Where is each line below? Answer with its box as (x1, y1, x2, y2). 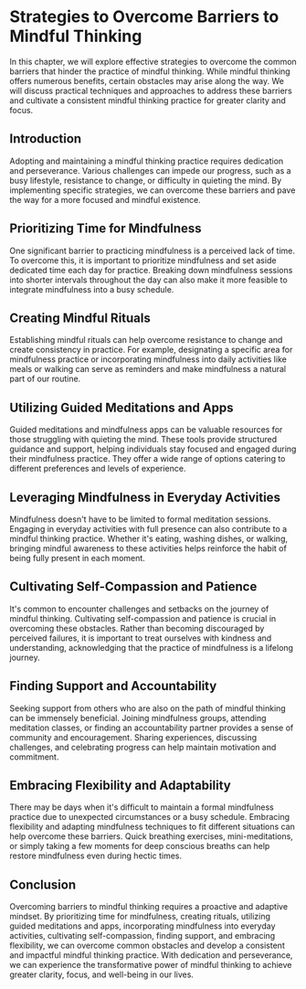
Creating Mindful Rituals (9, 310, 151, 325)
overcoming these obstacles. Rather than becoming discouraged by (9, 622, 265, 633)
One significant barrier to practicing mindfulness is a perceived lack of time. (9, 245, 295, 256)
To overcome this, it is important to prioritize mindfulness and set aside (9, 254, 277, 266)
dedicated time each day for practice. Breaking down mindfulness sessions (9, 264, 293, 275)
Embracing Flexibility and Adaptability (9, 778, 231, 793)
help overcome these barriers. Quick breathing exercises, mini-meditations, (9, 831, 294, 842)
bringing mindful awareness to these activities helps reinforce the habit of (9, 543, 288, 554)
